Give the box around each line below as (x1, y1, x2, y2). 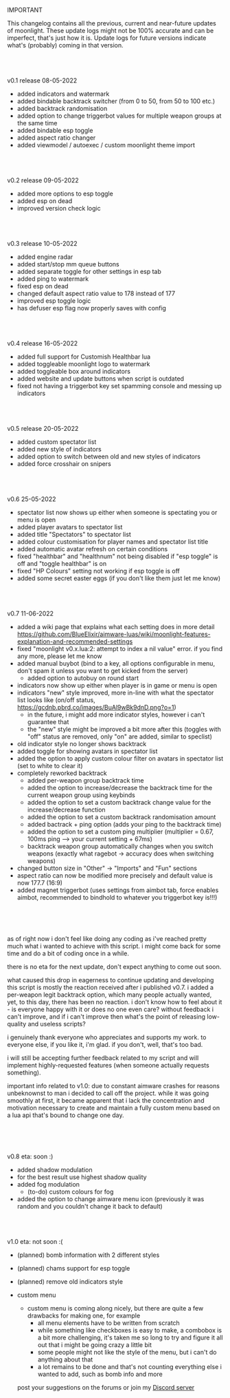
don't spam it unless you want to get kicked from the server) (16, 667, 189, 675)
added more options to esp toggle (16, 189, 113, 198)
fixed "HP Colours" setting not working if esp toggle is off (16, 567, 181, 575)
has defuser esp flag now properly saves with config (16, 304, 167, 312)
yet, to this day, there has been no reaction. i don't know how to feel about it (7, 998, 222, 1006)
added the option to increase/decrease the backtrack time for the (27, 784, 213, 792)
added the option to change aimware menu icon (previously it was (16, 1195, 205, 1203)
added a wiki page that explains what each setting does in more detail (16, 623, 215, 631)
